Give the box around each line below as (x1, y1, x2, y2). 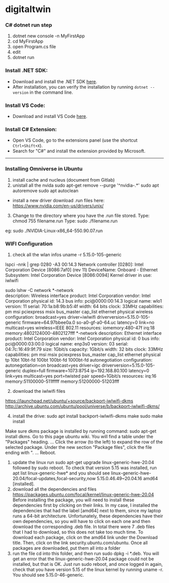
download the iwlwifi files (12, 388, 65, 394)
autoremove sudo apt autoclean (12, 188, 79, 194)
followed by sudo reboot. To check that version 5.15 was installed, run (12, 464, 157, 471)
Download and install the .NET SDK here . (12, 78, 98, 84)
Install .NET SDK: (5, 67, 48, 74)
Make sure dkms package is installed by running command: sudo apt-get (5, 428, 157, 434)
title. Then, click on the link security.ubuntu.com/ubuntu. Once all (12, 540, 148, 546)
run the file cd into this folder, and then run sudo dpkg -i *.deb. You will (12, 550, 159, 556)
